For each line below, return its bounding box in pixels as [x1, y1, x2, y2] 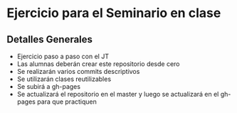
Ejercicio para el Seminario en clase [6, 5, 221, 21]
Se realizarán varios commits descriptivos [16, 68, 140, 75]
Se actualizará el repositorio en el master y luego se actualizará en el [16, 90, 219, 98]
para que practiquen [37, 97, 97, 106]
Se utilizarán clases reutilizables [16, 75, 112, 83]
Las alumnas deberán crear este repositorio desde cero [16, 60, 180, 68]
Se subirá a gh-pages [16, 82, 81, 90]
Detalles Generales [6, 33, 93, 45]
